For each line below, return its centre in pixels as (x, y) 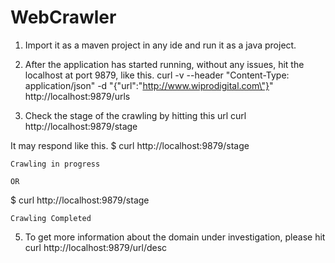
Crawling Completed (51, 218)
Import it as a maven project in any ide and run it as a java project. (160, 45)
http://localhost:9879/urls (77, 96)
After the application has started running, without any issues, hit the (164, 64)
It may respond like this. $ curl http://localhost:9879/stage (130, 145)
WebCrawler (63, 17)
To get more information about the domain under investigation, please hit (175, 237)
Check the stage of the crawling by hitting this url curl (135, 115)
